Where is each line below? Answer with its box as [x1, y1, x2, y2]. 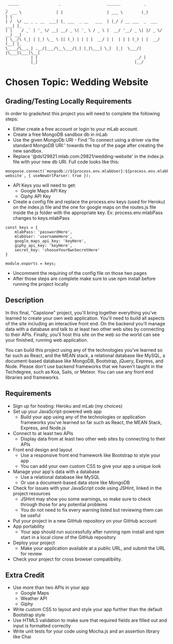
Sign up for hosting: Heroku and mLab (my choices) [12, 403, 123, 409]
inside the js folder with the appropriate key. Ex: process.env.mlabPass [12, 210, 163, 216]
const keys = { [5, 225, 38, 230]
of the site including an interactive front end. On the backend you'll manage [5, 320, 166, 326]
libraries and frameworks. [5, 374, 60, 380]
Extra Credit [5, 571, 45, 580]
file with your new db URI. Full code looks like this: [12, 159, 119, 165]
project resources [12, 490, 50, 496]
